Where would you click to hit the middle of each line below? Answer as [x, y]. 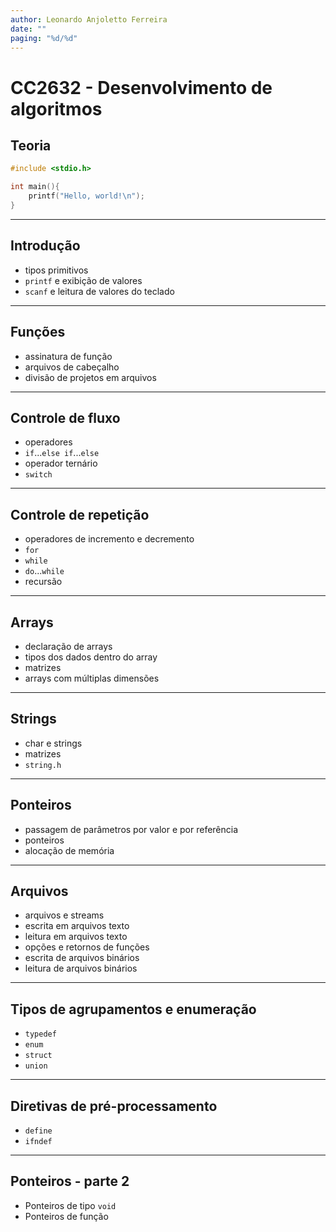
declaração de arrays [68, 646]
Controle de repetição [80, 514]
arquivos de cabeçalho [72, 367]
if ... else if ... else [62, 453]
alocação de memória [69, 850]
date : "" [28, 29]
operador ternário [61, 463]
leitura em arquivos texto [76, 937]
